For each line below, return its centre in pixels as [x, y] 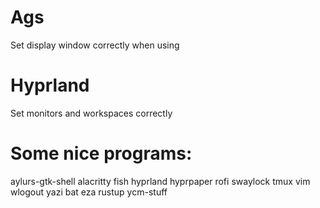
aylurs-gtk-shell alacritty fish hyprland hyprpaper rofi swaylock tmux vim [160, 181]
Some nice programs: [101, 153]
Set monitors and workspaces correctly [91, 113]
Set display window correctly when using [95, 45]
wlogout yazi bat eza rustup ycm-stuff [89, 192]
